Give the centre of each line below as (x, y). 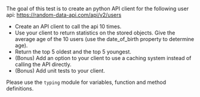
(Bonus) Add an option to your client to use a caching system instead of (103, 58)
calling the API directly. (43, 64)
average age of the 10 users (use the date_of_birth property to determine (104, 39)
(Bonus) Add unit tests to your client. (60, 71)
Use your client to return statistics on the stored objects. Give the (95, 33)
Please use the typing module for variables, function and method (86, 82)
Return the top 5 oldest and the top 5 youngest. (73, 52)
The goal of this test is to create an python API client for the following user (98, 9)
